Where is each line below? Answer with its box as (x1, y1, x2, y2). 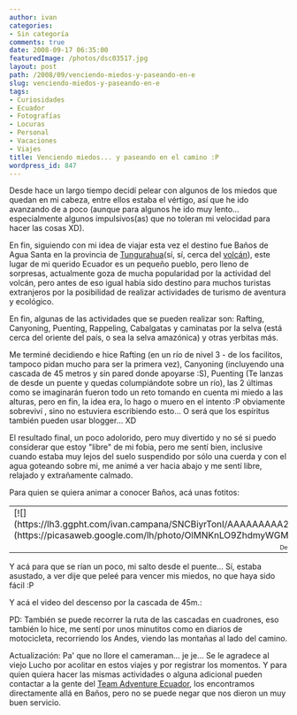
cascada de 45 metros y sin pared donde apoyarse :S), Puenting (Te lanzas (9, 368, 284, 379)
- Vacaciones (9, 136, 57, 145)
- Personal (9, 128, 49, 137)
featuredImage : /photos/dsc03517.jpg (9, 54, 148, 63)
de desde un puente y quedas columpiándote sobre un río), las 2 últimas (9, 378, 273, 388)
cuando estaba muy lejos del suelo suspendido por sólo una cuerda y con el (9, 451, 287, 462)
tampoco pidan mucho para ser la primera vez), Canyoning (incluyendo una (9, 359, 285, 370)
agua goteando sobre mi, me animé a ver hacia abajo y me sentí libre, (9, 461, 263, 472)
